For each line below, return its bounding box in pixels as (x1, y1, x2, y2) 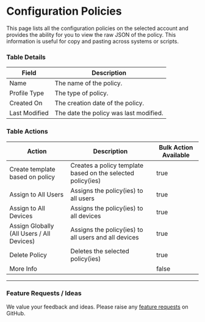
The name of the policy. (54, 79, 123, 88)
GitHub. (6, 309, 26, 316)
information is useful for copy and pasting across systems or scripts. (6, 37, 179, 45)
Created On (9, 99, 43, 108)
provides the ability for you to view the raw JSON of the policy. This (6, 31, 176, 38)
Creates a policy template (70, 161, 144, 170)
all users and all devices (70, 233, 139, 241)
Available (162, 151, 190, 159)
